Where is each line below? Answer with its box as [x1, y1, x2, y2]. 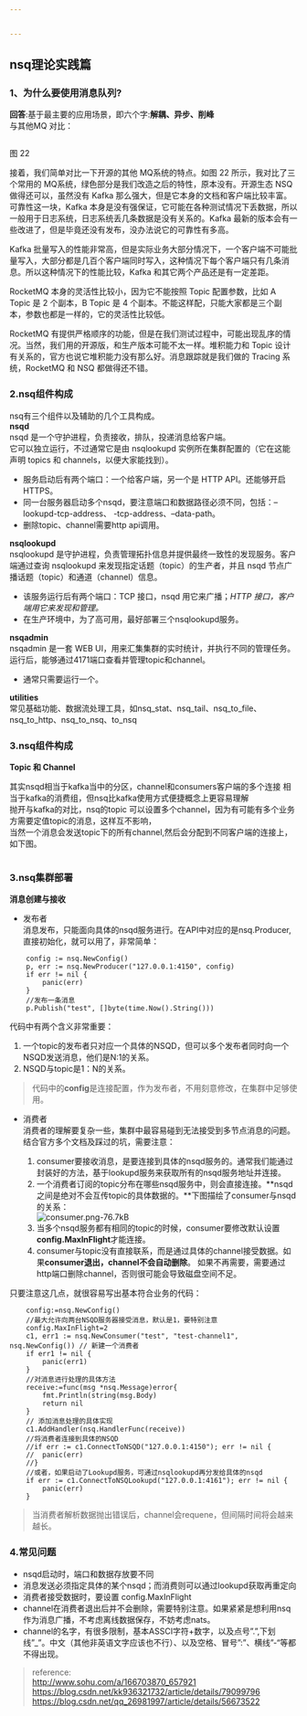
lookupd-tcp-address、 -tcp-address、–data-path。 [22, 508, 221, 519]
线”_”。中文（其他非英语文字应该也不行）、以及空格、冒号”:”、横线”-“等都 [22, 1637, 297, 1647]
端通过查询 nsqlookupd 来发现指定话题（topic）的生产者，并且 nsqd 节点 [9, 559, 285, 571]
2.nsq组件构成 [9, 387, 73, 400]
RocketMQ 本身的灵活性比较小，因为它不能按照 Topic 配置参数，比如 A [9, 286, 277, 297]
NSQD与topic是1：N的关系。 [22, 1064, 131, 1075]
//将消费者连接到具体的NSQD [26, 1435, 119, 1444]
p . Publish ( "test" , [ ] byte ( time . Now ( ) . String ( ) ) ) [26, 1004, 215, 1013]
